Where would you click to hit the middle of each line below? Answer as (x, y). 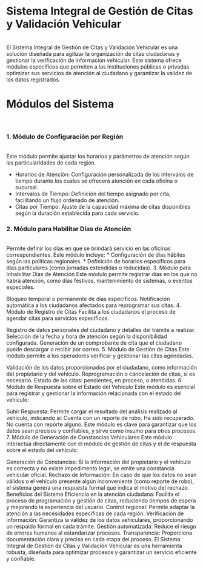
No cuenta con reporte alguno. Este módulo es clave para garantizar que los (101, 424)
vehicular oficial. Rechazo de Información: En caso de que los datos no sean (101, 475)
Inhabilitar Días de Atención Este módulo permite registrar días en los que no (102, 274)
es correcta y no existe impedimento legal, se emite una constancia (90, 468)
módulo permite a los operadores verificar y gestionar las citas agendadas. (100, 356)
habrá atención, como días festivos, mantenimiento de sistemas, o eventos (99, 281)
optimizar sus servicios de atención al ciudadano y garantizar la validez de (99, 73)
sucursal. (26, 188)
